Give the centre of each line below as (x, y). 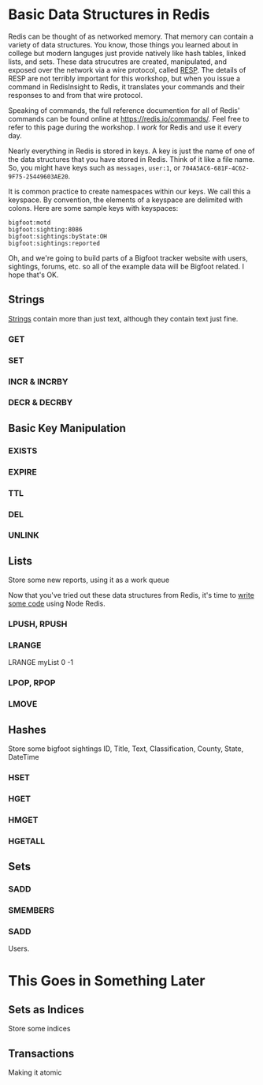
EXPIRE (22, 471)
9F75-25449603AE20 (38, 176)
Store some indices (39, 1029)
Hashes (27, 729)
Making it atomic (35, 1072)
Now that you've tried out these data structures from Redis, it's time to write (131, 595)
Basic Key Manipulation (67, 428)
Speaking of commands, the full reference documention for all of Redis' (124, 110)
